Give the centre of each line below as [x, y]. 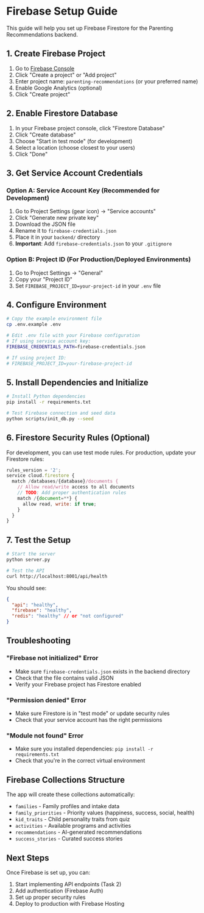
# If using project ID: [37, 358]
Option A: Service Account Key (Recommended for [83, 190]
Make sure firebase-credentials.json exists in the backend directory [103, 671]
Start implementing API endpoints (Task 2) [68, 884]
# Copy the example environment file [54, 319]
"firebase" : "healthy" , [42, 610]
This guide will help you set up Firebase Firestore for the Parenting [90, 28]
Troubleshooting [39, 641]
